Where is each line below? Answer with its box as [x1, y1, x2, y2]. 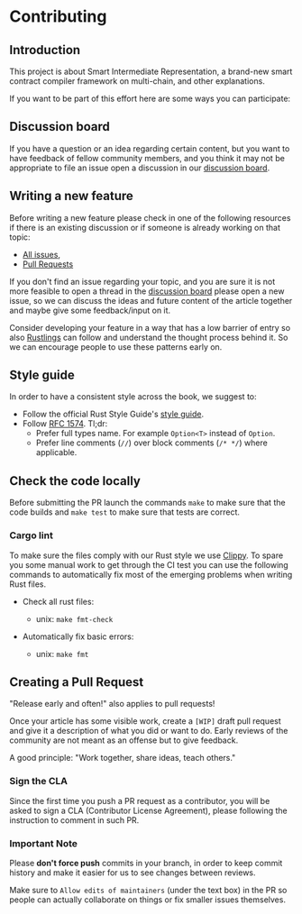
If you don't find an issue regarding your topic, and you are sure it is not [9, 276, 276, 287]
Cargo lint [9, 529, 54, 542]
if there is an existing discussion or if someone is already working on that [9, 222, 281, 233]
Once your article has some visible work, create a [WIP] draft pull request [9, 716, 281, 727]
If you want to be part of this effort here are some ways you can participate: [9, 93, 291, 104]
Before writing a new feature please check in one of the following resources [9, 212, 291, 223]
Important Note [9, 836, 78, 849]
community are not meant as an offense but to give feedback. [9, 735, 239, 745]
